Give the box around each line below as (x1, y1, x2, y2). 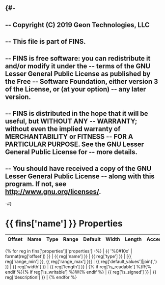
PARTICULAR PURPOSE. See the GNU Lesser (5, 140, 144, 148)
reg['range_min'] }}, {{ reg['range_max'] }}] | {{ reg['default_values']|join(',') (5, 258, 157, 264)
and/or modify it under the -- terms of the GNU (5, 62, 151, 70)
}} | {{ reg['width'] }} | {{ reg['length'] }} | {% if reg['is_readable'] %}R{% (5, 263, 151, 270)
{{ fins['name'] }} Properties (5, 218, 123, 229)
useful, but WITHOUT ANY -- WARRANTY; (5, 117, 137, 125)
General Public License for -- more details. (5, 148, 137, 156)
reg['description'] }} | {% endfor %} (5, 274, 77, 280)
